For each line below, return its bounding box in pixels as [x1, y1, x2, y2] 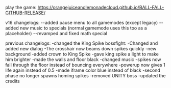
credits [5, 78, 20, 84]
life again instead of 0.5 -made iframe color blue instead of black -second [5, 67, 161, 73]
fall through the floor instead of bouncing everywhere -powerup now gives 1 [5, 62, 165, 68]
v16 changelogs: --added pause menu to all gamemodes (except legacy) [5, 20, 158, 25]
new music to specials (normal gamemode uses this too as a [19, 25, 147, 31]
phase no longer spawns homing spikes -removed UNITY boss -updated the [5, 73, 166, 78]
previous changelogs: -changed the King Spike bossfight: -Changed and [5, 40, 158, 46]
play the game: [5, 5, 37, 10]
